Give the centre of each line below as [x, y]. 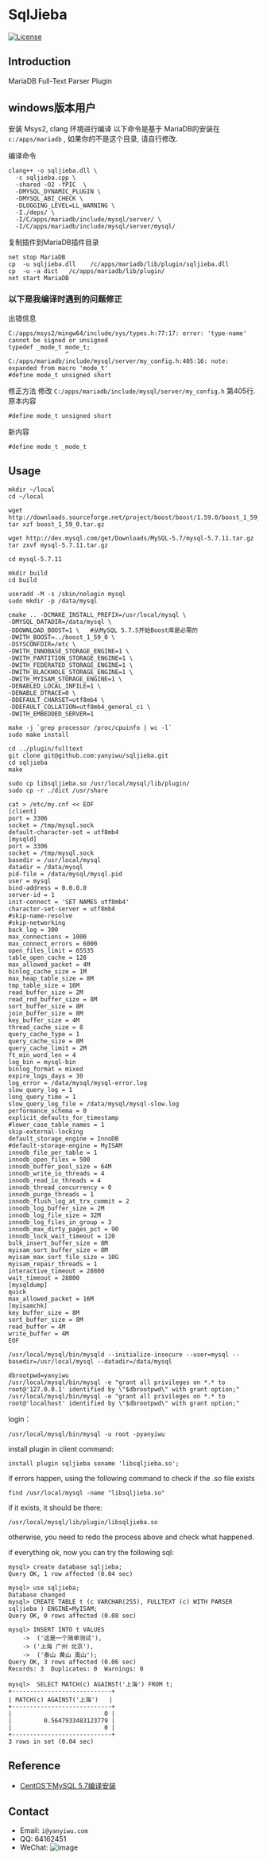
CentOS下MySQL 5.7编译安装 [68, 1786]
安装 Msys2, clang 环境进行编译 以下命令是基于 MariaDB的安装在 [114, 128]
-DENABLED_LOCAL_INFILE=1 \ [55, 686]
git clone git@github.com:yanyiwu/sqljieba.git [89, 755]
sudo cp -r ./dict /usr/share [58, 790]
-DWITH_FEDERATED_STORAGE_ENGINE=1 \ [71, 665]
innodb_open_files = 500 [49, 1160]
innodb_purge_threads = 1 [51, 1194]
